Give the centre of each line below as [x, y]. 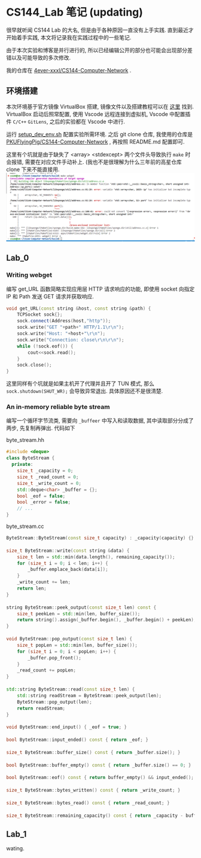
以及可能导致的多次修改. [41, 57]
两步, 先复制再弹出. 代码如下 [41, 428]
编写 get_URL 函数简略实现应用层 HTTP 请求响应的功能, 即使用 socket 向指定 [100, 289]
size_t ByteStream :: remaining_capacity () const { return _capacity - [95, 816]
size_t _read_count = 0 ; [48, 477]
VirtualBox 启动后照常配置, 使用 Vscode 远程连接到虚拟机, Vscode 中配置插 [98, 114]
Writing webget [29, 275]
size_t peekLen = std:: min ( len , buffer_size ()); [79, 613]
